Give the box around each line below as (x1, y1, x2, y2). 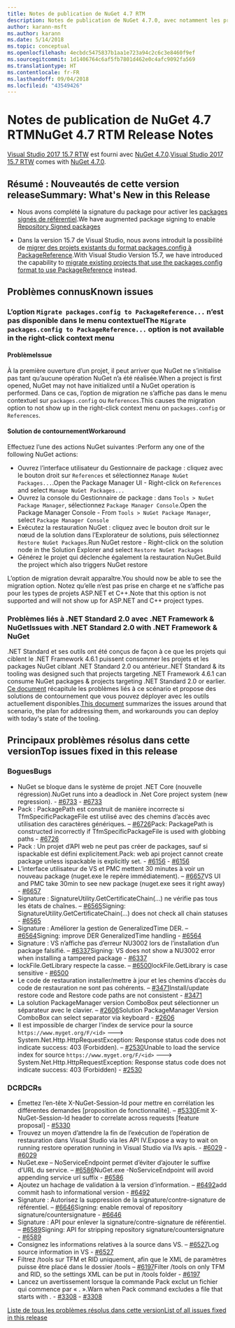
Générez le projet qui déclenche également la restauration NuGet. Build (17, 553, 222, 561)
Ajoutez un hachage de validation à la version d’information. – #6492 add (17, 1181, 227, 1189)
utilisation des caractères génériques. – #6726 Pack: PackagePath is (17, 819, 213, 828)
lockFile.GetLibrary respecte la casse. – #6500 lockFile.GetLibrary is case (17, 961, 228, 969)
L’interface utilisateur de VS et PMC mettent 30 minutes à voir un (17, 864, 205, 872)
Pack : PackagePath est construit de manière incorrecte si (17, 805, 185, 813)
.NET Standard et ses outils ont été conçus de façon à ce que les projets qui (7, 648, 227, 656)
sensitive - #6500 (17, 968, 69, 977)
